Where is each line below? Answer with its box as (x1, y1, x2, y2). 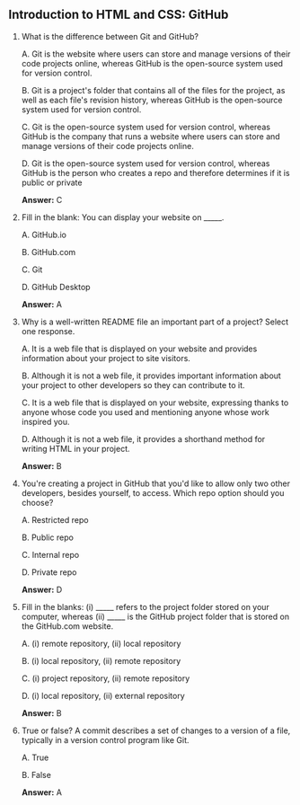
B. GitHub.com (21, 246, 76, 257)
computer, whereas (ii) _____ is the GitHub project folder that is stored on (21, 611, 289, 622)
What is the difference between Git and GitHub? (21, 31, 199, 41)
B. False (21, 769, 51, 780)
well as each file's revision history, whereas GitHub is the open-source (21, 94, 283, 105)
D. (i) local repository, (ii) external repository (21, 690, 185, 701)
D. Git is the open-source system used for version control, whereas (21, 157, 270, 169)
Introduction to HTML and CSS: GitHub (8, 7, 229, 22)
